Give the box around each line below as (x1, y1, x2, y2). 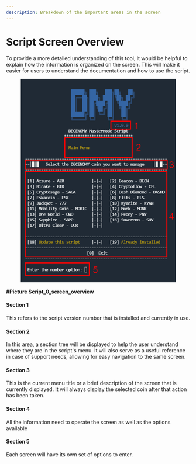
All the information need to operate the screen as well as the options (6, 418, 171, 425)
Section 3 (6, 366, 30, 373)
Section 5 (6, 438, 30, 445)
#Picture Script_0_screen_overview (6, 288, 94, 295)
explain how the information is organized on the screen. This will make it (6, 61, 180, 68)
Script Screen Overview (6, 35, 125, 49)
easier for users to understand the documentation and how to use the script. (6, 67, 190, 74)
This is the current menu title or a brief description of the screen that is (6, 380, 177, 387)
